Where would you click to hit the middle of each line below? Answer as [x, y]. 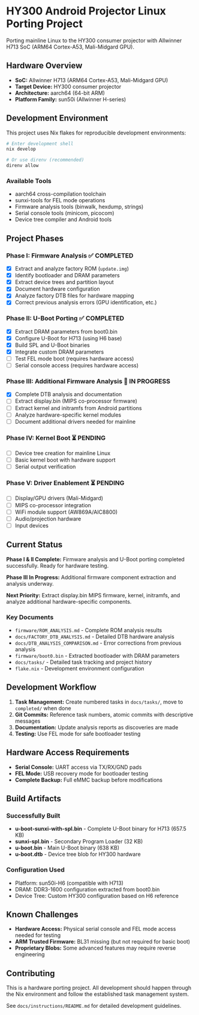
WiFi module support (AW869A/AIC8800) [66, 512]
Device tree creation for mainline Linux [63, 453]
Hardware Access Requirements [68, 752]
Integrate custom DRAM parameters [59, 352]
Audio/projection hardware [48, 519]
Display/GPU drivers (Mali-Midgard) [59, 498]
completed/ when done [43, 708]
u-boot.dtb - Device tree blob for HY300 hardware [78, 854]
